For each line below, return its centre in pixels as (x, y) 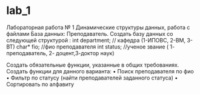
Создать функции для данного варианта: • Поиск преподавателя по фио (100, 71)
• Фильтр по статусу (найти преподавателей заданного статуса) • (92, 78)
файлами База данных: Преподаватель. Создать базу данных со (90, 33)
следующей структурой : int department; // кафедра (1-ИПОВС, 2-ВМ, (96, 40)
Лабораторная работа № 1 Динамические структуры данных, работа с (98, 27)
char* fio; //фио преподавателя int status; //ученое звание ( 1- (95, 47)
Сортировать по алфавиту (40, 84)
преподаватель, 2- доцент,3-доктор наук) (60, 53)
